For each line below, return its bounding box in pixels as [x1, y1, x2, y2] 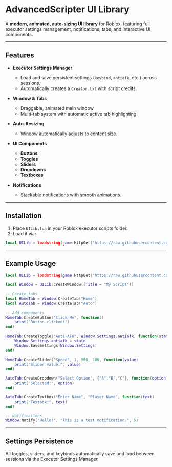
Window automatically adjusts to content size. [20, 130, 118, 137]
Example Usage [5, 259, 56, 268]
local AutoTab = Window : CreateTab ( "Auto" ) [5, 301, 97, 306]
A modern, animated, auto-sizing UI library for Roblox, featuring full [5, 20, 150, 27]
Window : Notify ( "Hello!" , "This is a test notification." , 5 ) [5, 418, 139, 423]
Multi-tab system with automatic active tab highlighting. [20, 110, 138, 117]
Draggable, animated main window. [20, 105, 95, 111]
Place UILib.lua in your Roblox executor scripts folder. [12, 225, 128, 231]
